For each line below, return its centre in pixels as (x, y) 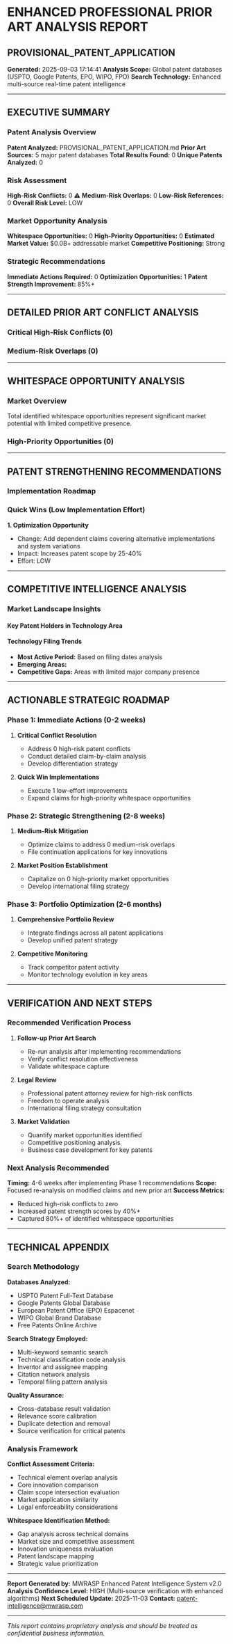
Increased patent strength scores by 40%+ (79, 1211)
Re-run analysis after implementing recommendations (104, 1051)
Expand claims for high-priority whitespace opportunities (109, 798)
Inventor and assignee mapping (62, 1367)
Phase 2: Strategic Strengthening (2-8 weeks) (86, 816)
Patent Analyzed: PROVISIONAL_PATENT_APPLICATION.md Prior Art (107, 148)
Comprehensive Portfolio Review (66, 919)
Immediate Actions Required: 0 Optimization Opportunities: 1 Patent (107, 276)
